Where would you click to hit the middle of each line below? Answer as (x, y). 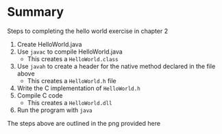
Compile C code (40, 95)
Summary (35, 12)
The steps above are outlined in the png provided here (84, 123)
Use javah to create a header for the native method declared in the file (116, 66)
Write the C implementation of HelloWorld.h (78, 88)
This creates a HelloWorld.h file (72, 80)
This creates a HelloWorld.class (73, 58)
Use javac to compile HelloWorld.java (70, 52)
